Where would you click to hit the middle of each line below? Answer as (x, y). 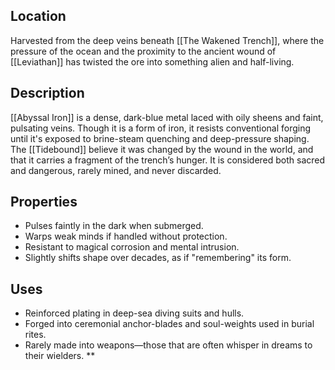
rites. (35, 335)
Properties (44, 202)
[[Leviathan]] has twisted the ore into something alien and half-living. (152, 61)
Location (38, 16)
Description (47, 93)
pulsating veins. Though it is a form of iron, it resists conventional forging (161, 128)
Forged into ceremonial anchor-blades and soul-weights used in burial (169, 324)
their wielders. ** (60, 356)
